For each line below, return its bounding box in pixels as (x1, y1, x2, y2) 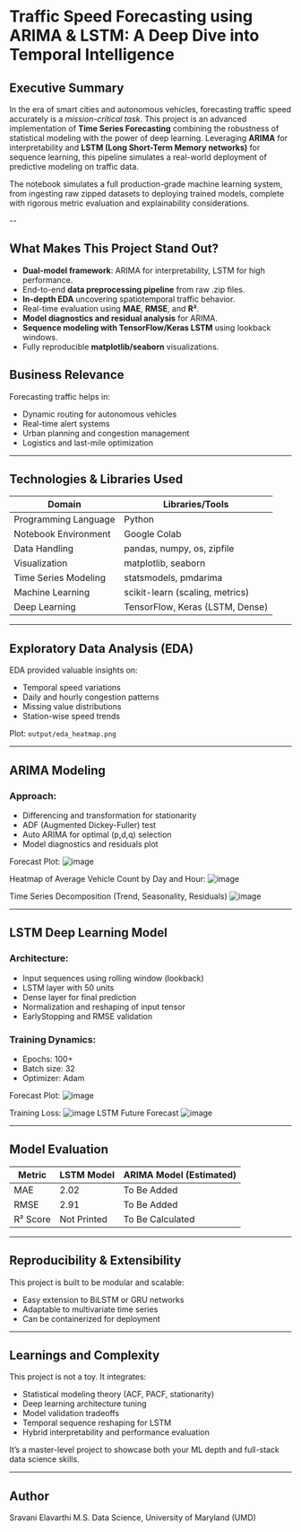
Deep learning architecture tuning (21, 1398, 147, 1409)
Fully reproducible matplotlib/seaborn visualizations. (21, 341, 219, 352)
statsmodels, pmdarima (124, 572, 223, 585)
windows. (21, 331, 58, 342)
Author (9, 1488, 49, 1503)
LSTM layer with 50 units (21, 982, 115, 993)
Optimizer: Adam (21, 1072, 85, 1083)
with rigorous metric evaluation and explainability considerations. (9, 198, 250, 208)
